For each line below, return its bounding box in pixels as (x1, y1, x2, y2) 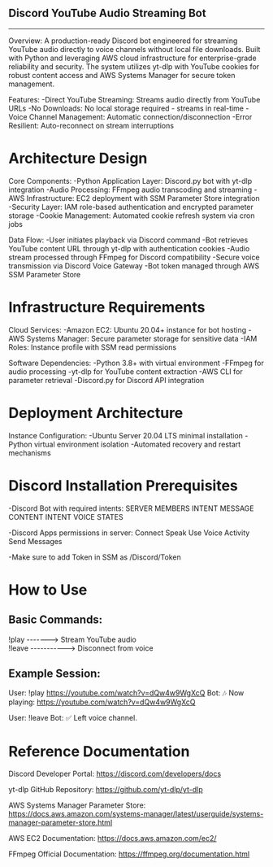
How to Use (8, 581, 88, 599)
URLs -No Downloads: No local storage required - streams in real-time (8, 103, 245, 113)
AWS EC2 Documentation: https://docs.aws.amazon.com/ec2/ (8, 834, 217, 843)
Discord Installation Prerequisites (8, 476, 238, 494)
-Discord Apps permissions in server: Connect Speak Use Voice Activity (8, 528, 250, 538)
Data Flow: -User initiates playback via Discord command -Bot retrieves (8, 235, 249, 245)
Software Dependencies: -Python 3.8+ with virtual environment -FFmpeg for (8, 358, 264, 368)
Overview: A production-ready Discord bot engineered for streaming (8, 36, 238, 46)
